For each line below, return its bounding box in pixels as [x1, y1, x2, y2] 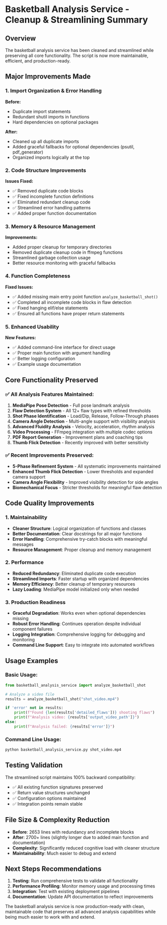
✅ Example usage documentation [12, 361, 81, 367]
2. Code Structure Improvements [5, 166, 86, 173]
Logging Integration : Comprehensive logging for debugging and [12, 631, 146, 638]
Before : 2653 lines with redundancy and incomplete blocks [12, 829, 134, 835]
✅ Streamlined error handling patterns [12, 204, 91, 210]
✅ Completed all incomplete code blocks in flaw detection [12, 299, 132, 305]
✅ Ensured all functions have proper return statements [12, 310, 125, 316]
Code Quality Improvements [5, 499, 95, 508]
